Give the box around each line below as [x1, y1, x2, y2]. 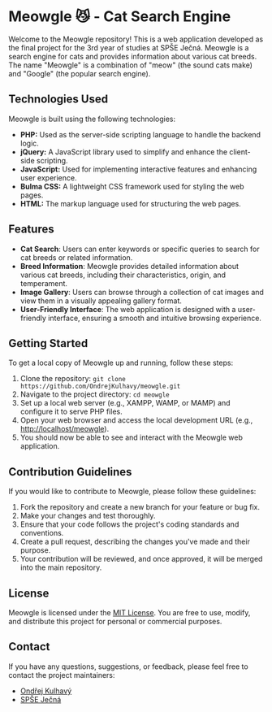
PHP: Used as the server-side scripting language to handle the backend [19, 129, 261, 139]
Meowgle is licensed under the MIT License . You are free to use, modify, [8, 608, 251, 617]
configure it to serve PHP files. [19, 406, 123, 417]
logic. [19, 138, 39, 148]
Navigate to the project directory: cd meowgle [19, 389, 170, 399]
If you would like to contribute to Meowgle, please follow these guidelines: [8, 487, 257, 497]
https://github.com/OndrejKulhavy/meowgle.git [19, 382, 181, 391]
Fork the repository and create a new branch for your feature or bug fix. [19, 502, 260, 512]
